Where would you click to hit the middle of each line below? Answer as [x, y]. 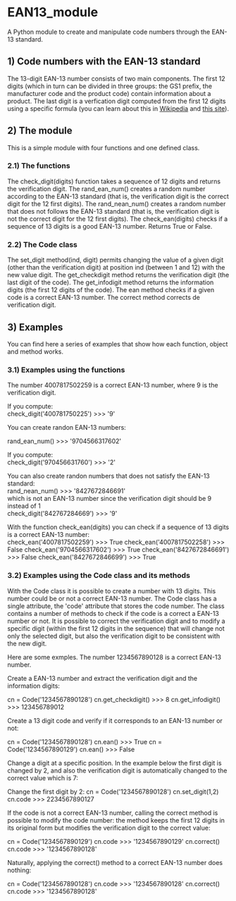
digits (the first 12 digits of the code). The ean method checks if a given [111, 290]
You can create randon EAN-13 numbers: [67, 428]
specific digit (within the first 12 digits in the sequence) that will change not [116, 628]
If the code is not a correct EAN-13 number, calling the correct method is [113, 813]
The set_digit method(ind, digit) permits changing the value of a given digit [116, 260]
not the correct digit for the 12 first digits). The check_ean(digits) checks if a [118, 219]
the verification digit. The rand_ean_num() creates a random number [106, 188]
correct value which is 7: [43, 778]
